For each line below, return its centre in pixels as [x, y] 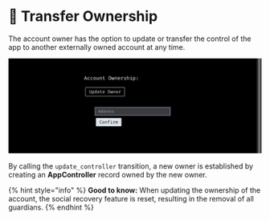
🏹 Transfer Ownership [83, 16]
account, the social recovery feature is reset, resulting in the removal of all [131, 198]
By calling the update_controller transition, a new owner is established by [131, 166]
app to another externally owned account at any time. [97, 47]
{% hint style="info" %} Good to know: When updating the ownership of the [135, 190]
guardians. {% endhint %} [51, 207]
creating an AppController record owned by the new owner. [108, 174]
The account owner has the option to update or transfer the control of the [130, 39]
